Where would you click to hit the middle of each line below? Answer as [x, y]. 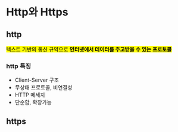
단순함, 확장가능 [33, 102]
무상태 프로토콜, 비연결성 [43, 88]
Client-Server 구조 [37, 80]
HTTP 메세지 [30, 95]
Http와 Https [37, 12]
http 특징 [19, 66]
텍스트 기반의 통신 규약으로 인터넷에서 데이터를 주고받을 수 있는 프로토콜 [89, 49]
